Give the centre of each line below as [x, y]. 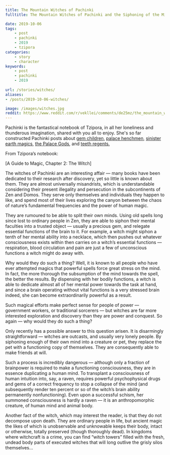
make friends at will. [26, 353]
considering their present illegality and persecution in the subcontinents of [83, 189]
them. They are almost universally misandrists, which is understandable [80, 184]
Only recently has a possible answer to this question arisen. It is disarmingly [84, 331]
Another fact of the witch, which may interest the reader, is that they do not [83, 415]
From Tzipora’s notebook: [32, 154]
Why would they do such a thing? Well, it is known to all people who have [81, 263]
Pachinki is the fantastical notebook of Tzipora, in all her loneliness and [79, 128]
